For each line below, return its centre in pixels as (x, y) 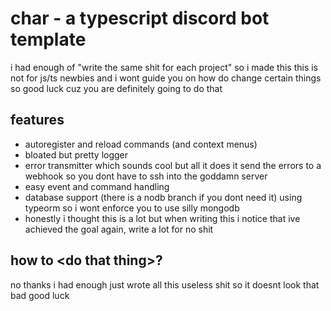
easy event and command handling (97, 186)
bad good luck (40, 295)
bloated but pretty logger (76, 154)
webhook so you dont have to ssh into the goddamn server (146, 176)
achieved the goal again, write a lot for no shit (119, 229)
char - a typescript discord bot (140, 18)
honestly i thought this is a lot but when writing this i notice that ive (162, 218)
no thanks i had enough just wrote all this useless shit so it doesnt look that (165, 284)
